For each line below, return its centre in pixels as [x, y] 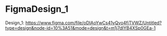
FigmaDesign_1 [37, 9]
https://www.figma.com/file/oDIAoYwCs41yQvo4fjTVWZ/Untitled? [94, 23]
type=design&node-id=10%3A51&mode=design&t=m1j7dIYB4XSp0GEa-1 [80, 28]
